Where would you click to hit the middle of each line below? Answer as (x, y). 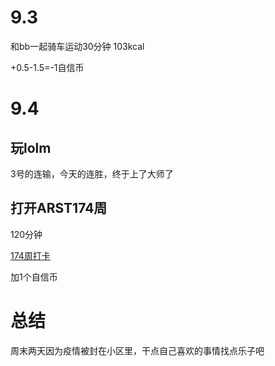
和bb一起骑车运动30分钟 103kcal (77, 46)
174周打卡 (30, 255)
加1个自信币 (34, 277)
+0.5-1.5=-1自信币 (47, 67)
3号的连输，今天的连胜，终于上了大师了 (92, 173)
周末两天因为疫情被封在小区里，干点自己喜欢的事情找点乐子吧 (137, 350)
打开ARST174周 (59, 208)
